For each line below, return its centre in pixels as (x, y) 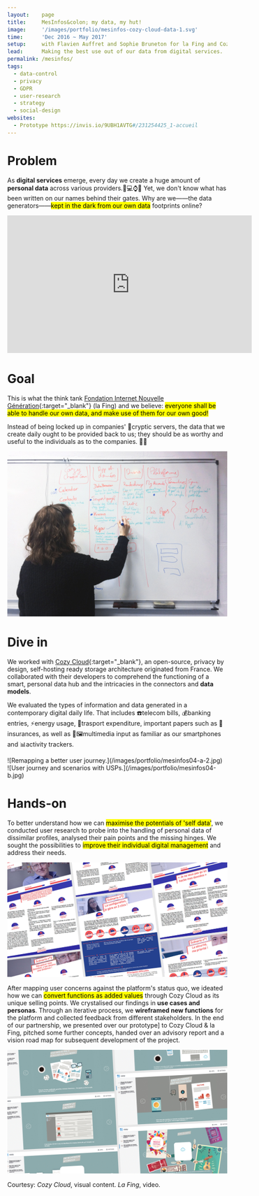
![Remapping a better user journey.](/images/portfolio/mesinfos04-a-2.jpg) (115, 760)
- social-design (37, 111)
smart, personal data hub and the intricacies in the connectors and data (111, 684)
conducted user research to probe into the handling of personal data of (110, 830)
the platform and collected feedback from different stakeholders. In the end (116, 1018)
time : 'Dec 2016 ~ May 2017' (58, 37)
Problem (32, 160)
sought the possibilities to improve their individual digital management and (114, 845)
